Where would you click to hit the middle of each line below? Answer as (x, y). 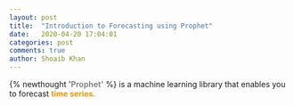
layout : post (33, 17)
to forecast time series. (53, 94)
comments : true (37, 51)
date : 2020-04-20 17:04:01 (63, 34)
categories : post (41, 42)
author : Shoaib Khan (48, 59)
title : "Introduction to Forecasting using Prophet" (111, 26)
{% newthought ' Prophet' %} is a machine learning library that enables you (147, 84)
